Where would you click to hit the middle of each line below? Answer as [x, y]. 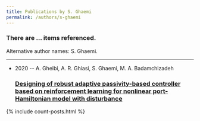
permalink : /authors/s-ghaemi [44, 17]
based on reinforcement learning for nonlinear [83, 91]
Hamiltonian [33, 98]
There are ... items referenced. [51, 38]
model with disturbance [87, 98]
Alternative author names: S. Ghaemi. [52, 51]
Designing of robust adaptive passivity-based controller [98, 83]
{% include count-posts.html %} [46, 111]
